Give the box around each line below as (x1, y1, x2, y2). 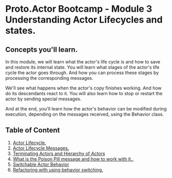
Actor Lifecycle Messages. (12, 145, 69, 151)
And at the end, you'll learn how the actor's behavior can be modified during (5, 106, 167, 112)
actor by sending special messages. (5, 96, 82, 102)
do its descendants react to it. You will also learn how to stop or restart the (5, 91, 163, 96)
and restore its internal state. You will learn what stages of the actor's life (5, 64, 160, 70)
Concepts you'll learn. (5, 45, 78, 54)
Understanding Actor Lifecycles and (5, 14, 163, 26)
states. (5, 25, 36, 36)
